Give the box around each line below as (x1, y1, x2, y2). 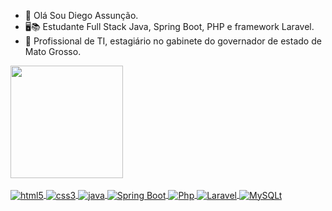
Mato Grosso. (24, 46, 82, 57)
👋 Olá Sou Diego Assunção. (24, 10, 139, 21)
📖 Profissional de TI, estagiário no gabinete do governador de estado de (24, 35, 322, 47)
